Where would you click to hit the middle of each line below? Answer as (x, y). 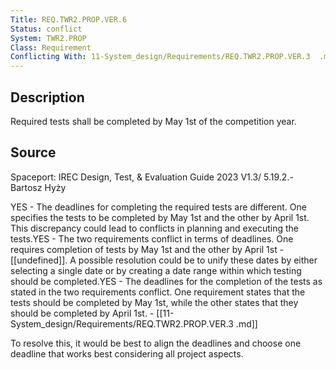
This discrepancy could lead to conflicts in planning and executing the (154, 228)
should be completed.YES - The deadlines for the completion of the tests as (166, 281)
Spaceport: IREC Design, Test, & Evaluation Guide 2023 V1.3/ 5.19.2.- (152, 177)
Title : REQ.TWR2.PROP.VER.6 (69, 19)
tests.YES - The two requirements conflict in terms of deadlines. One (152, 238)
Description (47, 97)
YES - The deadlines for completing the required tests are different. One (158, 207)
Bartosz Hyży (38, 187)
